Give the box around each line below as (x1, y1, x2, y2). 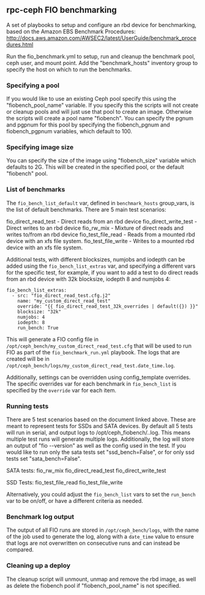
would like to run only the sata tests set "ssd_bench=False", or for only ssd (6, 448, 195, 456)
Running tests (6, 402, 49, 410)
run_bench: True (17, 325, 59, 331)
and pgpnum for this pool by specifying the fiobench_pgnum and (6, 121, 170, 128)
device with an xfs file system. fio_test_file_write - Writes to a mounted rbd (6, 237, 195, 244)
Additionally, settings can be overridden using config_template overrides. (6, 373, 191, 381)
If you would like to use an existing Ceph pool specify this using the (6, 95, 176, 103)
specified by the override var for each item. (6, 386, 116, 394)
